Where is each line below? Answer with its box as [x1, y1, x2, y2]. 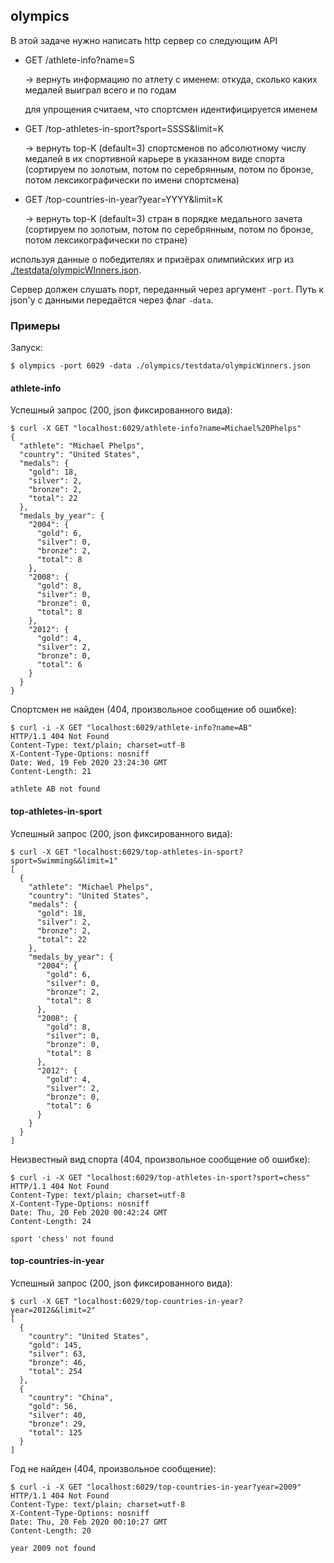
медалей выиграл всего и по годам [24, 84, 177, 96]
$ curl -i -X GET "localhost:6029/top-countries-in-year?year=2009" [10, 1482, 302, 1492]
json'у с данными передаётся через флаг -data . [10, 294, 214, 306]
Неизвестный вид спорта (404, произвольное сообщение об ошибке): [10, 1153, 311, 1165]
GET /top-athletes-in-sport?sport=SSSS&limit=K [24, 122, 225, 134]
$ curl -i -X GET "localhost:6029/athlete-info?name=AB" [10, 723, 253, 733]
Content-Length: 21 [10, 767, 92, 777]
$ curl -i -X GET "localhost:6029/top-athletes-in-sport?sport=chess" [10, 1172, 311, 1183]
